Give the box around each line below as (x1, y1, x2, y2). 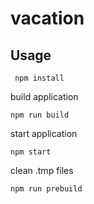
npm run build (10, 110, 70, 120)
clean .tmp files (10, 165, 74, 176)
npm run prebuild (10, 184, 83, 194)
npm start (10, 147, 52, 157)
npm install (14, 73, 65, 83)
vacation (10, 7, 85, 30)
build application (10, 91, 79, 102)
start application (10, 128, 78, 139)
